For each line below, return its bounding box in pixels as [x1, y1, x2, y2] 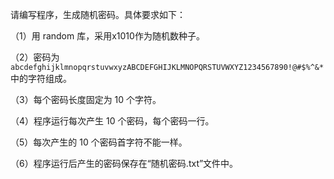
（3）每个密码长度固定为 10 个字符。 [10, 94, 162, 105]
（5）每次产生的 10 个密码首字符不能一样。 [10, 136, 188, 148]
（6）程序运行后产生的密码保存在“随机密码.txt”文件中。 [10, 158, 239, 169]
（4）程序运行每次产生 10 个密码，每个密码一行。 [10, 115, 215, 127]
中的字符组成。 [10, 73, 72, 84]
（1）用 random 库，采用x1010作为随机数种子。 [10, 30, 205, 42]
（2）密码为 [10, 51, 60, 63]
